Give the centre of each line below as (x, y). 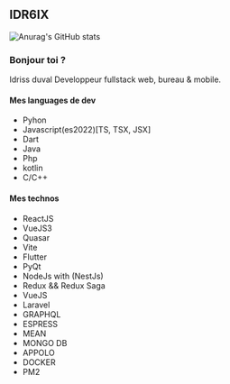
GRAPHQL (41, 314)
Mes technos (34, 198)
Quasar (36, 237)
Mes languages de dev (53, 100)
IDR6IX (29, 15)
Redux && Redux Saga (64, 285)
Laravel (36, 305)
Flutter (35, 257)
